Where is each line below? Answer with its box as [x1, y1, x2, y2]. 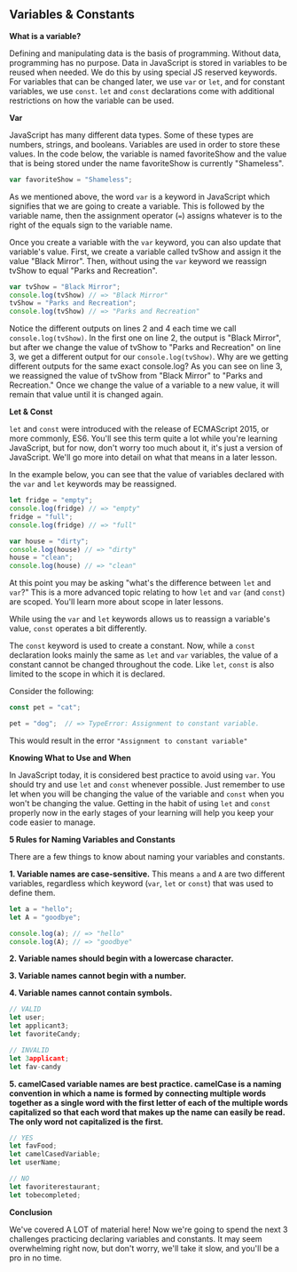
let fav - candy [9, 1062, 62, 1071]
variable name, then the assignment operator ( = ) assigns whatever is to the [9, 210, 283, 220]
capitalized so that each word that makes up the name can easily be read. [9, 1107, 285, 1117]
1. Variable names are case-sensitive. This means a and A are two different [9, 868, 285, 879]
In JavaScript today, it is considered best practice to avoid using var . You [9, 769, 277, 780]
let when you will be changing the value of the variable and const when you [9, 788, 285, 799]
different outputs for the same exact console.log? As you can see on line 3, [9, 361, 283, 372]
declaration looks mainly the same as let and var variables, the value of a [9, 650, 278, 660]
